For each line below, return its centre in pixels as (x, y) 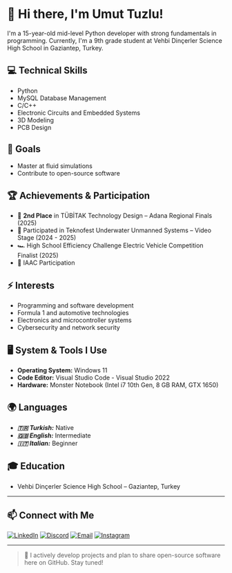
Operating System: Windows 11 (62, 370)
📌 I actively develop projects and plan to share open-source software (122, 555)
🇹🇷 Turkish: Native (46, 427)
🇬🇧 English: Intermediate (54, 435)
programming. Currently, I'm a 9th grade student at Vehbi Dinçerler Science (115, 40)
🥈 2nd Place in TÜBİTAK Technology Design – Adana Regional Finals (115, 216)
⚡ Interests (31, 285)
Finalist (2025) (38, 256)
